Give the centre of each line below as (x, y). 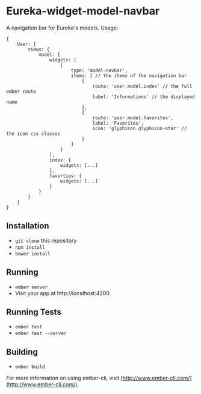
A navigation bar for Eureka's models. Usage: (62, 28)
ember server (31, 287)
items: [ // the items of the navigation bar (129, 76)
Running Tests (34, 312)
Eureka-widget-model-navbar (83, 11)
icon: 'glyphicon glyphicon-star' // (140, 128)
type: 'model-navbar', (99, 70)
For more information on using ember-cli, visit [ (65, 378)
